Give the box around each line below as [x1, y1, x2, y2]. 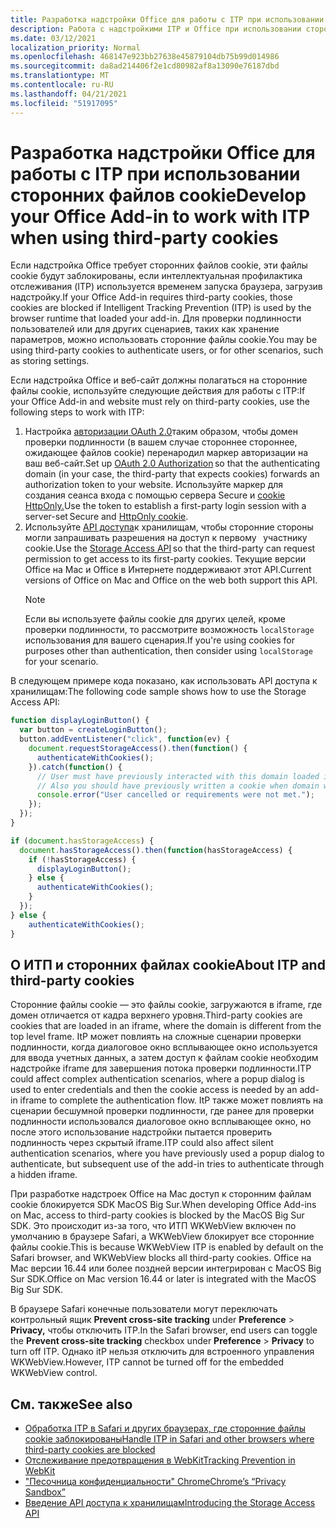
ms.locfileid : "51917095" [10, 98, 118, 108]
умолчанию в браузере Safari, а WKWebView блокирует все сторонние [10, 1231, 315, 1243]
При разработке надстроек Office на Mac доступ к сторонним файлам [10, 1188, 312, 1200]
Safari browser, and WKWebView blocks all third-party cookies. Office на [10, 1252, 312, 1264]
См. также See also [10, 1396, 133, 1413]
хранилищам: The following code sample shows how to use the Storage [10, 686, 307, 698]
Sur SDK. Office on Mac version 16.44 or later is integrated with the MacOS [10, 1273, 317, 1285]
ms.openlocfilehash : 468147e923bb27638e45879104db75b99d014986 [10, 52, 280, 62]
